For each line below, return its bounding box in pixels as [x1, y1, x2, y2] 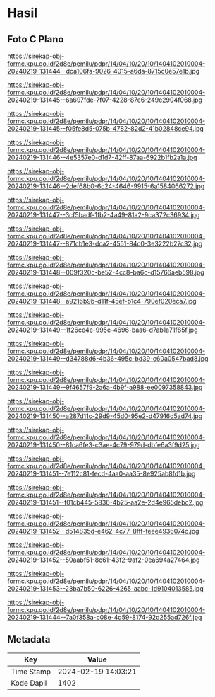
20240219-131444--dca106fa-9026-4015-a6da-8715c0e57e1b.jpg [7, 67, 199, 75]
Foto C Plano [7, 33, 64, 45]
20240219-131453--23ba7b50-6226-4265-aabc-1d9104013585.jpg [7, 584, 204, 592]
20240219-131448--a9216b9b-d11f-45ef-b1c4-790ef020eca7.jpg [7, 297, 197, 305]
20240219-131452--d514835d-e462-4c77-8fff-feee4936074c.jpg [7, 527, 199, 535]
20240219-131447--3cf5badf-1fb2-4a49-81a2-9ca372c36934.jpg [7, 211, 200, 219]
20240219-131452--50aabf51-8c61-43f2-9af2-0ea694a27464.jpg [7, 555, 200, 564]
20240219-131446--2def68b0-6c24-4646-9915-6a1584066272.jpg [7, 182, 205, 190]
